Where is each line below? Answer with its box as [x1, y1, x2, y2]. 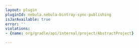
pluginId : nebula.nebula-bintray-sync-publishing [5, 12, 112, 17]
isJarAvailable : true [5, 17, 51, 22]
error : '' [5, 21, 26, 27]
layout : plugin [5, 7, 37, 13]
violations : [5, 26, 30, 31]
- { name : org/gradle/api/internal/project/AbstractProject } [5, 31, 134, 36]
